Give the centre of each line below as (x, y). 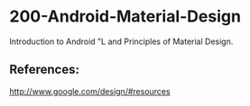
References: (44, 70)
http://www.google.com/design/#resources (90, 91)
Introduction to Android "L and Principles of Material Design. (121, 41)
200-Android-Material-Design (125, 17)
